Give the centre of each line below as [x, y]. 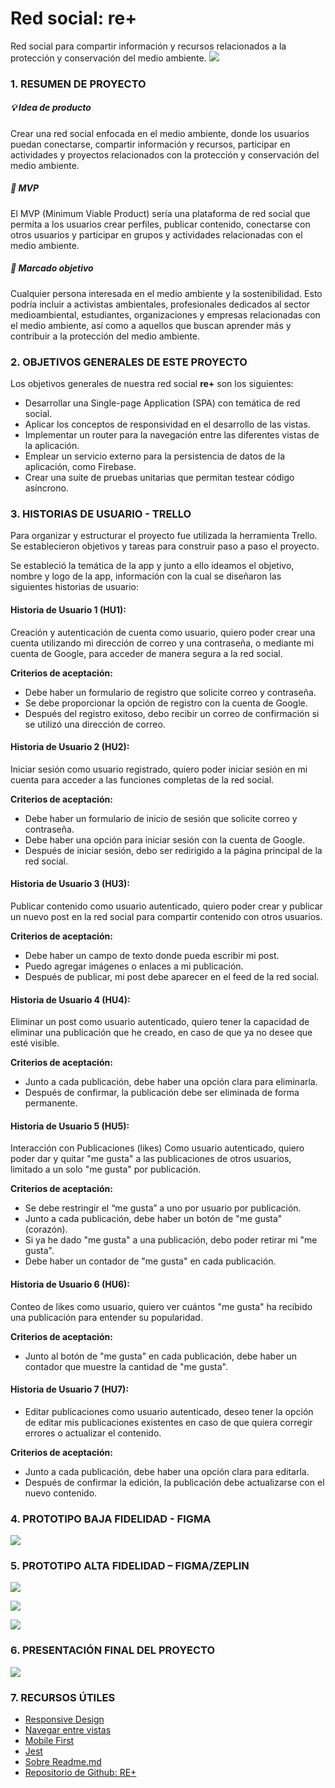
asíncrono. [46, 488]
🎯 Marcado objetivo [52, 268]
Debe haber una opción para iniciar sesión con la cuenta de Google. [165, 839]
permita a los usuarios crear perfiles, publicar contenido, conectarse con [160, 224]
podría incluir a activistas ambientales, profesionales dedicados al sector [160, 304]
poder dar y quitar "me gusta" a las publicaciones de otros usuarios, [151, 1159]
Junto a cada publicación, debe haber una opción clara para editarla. [167, 1471]
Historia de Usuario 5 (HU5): [70, 1126]
